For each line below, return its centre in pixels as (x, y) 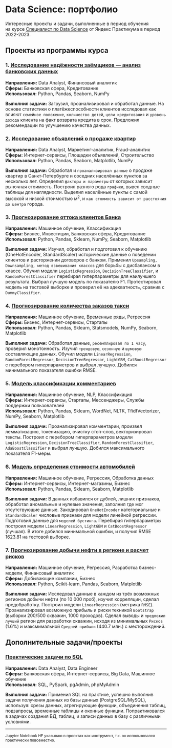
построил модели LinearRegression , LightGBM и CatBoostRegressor (76, 526)
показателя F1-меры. (28, 453)
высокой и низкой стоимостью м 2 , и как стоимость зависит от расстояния (86, 198)
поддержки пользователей (35, 406)
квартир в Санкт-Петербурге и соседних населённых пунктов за (76, 175)
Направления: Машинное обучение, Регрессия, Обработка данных (80, 478)
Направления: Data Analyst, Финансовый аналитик (61, 82)
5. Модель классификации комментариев (61, 384)
